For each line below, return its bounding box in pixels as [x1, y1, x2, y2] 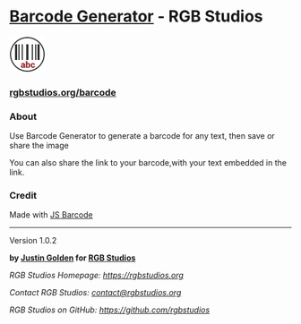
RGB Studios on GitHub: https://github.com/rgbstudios [9, 304, 211, 315]
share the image [9, 141, 69, 151]
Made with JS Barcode [9, 209, 93, 220]
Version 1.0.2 [9, 235, 57, 246]
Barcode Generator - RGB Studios [9, 6, 263, 27]
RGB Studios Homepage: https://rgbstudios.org [9, 270, 184, 281]
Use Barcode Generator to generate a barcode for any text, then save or [9, 131, 275, 141]
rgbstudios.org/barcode [9, 86, 116, 98]
